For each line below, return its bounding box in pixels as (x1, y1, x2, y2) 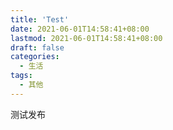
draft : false (10, 42, 65, 53)
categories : (10, 52, 60, 62)
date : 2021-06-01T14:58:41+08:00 (10, 24, 150, 34)
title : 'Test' (10, 14, 70, 25)
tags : (10, 71, 33, 81)
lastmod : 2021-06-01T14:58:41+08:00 (10, 33, 163, 43)
